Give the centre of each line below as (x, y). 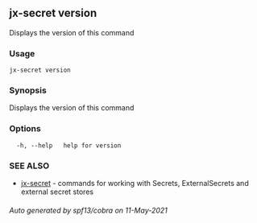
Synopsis (28, 90)
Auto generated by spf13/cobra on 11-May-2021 (89, 210)
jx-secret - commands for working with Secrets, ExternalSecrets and (135, 183)
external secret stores (57, 192)
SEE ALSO (29, 166)
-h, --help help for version (69, 145)
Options (25, 129)
